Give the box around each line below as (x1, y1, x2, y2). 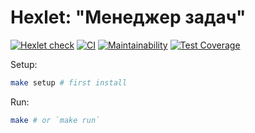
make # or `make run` (10, 115, 101, 125)
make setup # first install (10, 77, 128, 88)
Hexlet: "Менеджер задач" (10, 6, 247, 29)
